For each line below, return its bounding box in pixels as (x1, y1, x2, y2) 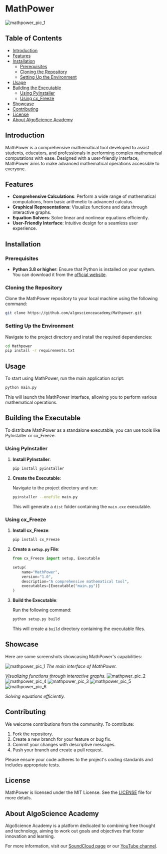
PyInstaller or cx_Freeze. (5, 432, 56, 438)
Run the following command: (12, 607, 71, 613)
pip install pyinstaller (12, 466, 64, 471)
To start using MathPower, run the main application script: (5, 375, 124, 381)
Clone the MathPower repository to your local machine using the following (5, 296, 158, 302)
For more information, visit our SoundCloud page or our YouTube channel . (5, 843, 157, 849)
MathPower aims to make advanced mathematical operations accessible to (5, 160, 160, 166)
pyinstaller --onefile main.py (12, 494, 78, 499)
